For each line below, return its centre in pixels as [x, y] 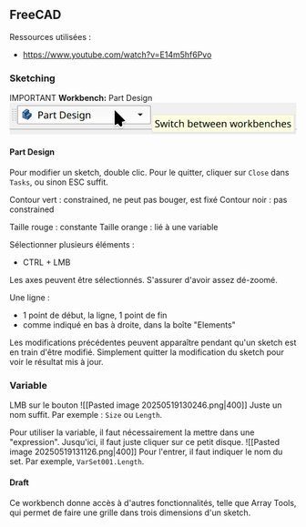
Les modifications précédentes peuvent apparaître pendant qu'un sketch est [153, 343]
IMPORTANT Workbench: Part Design [81, 98]
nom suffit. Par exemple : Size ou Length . [86, 415]
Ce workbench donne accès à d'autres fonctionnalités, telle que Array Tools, [153, 502]
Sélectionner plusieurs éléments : [72, 245]
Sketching [33, 78]
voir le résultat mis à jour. [56, 362]
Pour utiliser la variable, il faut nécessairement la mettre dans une [132, 432]
